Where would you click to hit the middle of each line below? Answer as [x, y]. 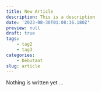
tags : [13, 39]
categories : [20, 55]
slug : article [23, 66]
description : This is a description [50, 17]
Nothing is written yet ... [35, 83]
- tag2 [25, 45]
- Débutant [30, 60]
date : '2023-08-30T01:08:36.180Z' [48, 22]
